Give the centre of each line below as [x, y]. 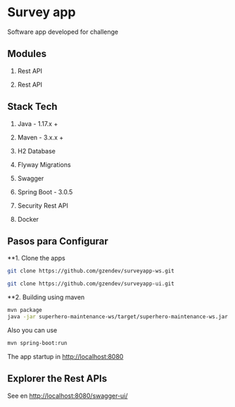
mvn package [25, 311]
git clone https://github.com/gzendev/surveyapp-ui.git [91, 284]
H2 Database [37, 151]
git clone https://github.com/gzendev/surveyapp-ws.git [91, 271]
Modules [27, 54]
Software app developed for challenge [63, 32]
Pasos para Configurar [58, 241]
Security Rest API [43, 206]
